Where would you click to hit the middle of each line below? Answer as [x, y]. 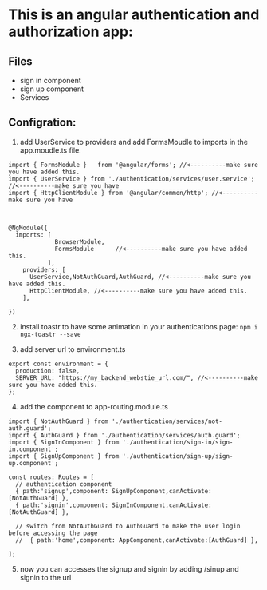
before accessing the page [53, 533]
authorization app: [71, 32]
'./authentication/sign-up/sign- [178, 456]
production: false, [48, 371]
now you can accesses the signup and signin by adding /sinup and [129, 568]
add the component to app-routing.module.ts [94, 406]
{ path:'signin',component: [62, 505]
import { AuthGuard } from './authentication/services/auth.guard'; [124, 435]
